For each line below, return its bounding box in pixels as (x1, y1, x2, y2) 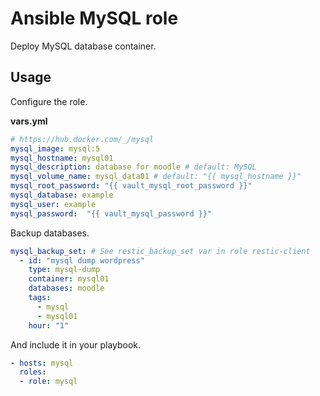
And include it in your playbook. (10, 338, 142, 351)
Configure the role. (10, 95, 88, 107)
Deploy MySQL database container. (10, 40, 157, 52)
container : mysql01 (28, 274, 110, 284)
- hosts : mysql (10, 358, 74, 368)
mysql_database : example (10, 190, 114, 200)
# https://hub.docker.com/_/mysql (10, 134, 155, 144)
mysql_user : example (10, 199, 97, 209)
